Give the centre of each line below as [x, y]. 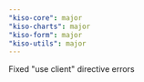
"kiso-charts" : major [50, 26]
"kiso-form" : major [46, 35]
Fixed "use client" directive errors [72, 69]
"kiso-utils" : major [48, 43]
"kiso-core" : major [46, 18]
